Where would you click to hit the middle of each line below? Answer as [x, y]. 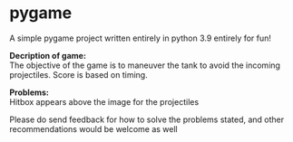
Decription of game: [48, 55]
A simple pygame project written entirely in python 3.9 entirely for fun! [141, 38]
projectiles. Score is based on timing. [78, 74]
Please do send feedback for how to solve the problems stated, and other [147, 119]
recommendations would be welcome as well [94, 128]
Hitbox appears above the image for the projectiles [104, 101]
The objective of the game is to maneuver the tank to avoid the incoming [145, 65]
